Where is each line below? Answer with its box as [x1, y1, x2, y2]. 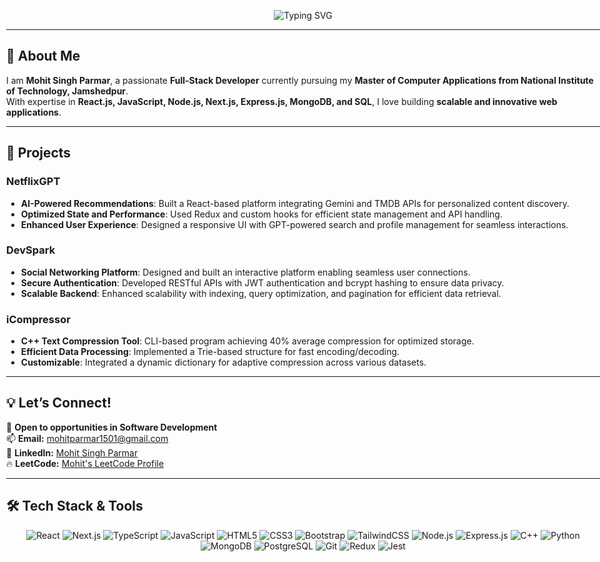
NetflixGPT [6, 175, 61, 189]
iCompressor [6, 312, 71, 326]
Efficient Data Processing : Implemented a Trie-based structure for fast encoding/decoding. [20, 346, 400, 358]
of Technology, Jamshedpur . [6, 85, 129, 97]
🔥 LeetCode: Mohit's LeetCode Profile [6, 457, 165, 469]
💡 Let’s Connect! [6, 395, 112, 412]
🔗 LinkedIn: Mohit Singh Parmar [6, 446, 139, 459]
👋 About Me [6, 48, 81, 65]
